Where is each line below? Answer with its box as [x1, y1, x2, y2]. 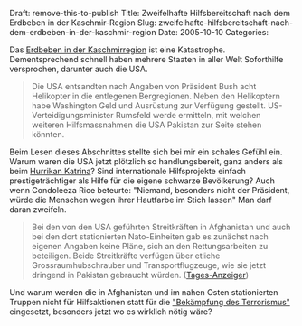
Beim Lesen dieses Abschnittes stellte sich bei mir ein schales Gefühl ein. [9, 146, 283, 157]
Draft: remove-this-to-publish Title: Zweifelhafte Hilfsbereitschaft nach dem [9, 8, 291, 18]
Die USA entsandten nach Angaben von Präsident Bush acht [31, 81, 257, 91]
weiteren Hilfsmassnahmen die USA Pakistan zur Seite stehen [31, 119, 262, 130]
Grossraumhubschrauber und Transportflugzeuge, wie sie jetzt [31, 260, 267, 270]
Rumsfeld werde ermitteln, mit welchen [115, 110, 261, 120]
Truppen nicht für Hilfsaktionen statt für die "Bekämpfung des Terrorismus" [9, 297, 291, 307]
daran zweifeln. [9, 204, 67, 215]
